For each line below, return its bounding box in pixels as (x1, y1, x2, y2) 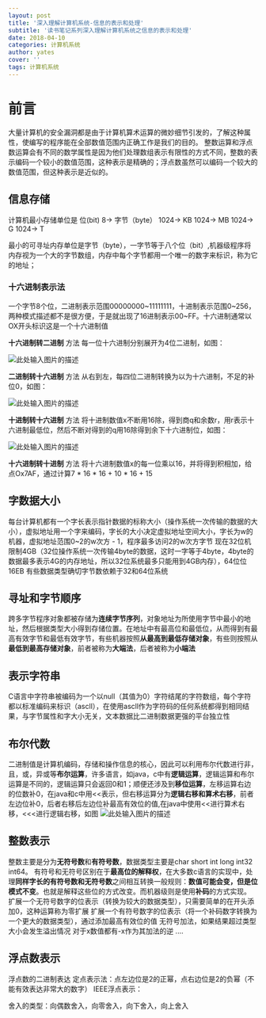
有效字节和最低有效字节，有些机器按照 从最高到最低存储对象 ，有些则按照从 (14, 634, 258, 643)
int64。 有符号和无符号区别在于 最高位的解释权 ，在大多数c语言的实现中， (8, 867, 246, 876)
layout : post (8, 11, 51, 20)
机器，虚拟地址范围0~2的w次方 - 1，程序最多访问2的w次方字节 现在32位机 (8, 536, 252, 546)
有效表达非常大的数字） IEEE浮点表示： (14, 984, 142, 993)
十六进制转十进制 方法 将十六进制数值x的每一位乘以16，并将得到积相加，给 (8, 459, 252, 468)
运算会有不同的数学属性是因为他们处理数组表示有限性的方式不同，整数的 (14, 147, 251, 157)
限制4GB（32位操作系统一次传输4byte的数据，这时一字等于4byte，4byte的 (8, 546, 254, 555)
